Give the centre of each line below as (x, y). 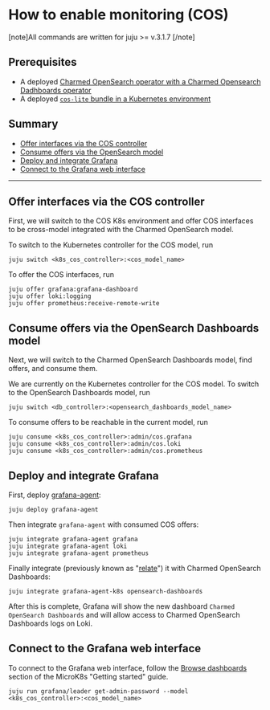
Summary (33, 124)
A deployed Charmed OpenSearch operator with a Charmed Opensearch (140, 81)
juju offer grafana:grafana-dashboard (73, 290)
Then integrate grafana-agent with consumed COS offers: (104, 524)
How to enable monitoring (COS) (119, 15)
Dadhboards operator (55, 90)
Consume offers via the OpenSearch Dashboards (134, 328)
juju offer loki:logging (50, 296)
